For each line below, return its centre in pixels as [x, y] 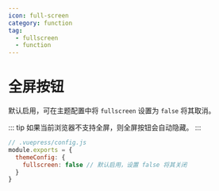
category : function [40, 23]
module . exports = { [40, 150]
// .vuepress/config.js [48, 143]
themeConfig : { [40, 157]
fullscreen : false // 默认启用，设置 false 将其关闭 [105, 165]
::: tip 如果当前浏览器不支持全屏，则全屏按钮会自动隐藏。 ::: [105, 127]
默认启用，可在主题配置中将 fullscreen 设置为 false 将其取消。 [112, 111]
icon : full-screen [38, 16]
